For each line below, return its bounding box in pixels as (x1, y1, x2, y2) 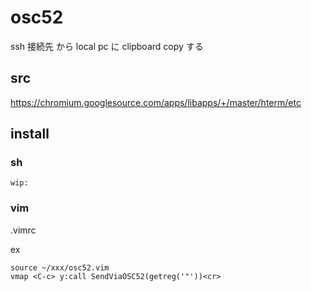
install (10, 126, 50, 143)
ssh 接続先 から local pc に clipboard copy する (10, 40, 204, 52)
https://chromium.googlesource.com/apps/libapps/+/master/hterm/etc (10, 96, 302, 108)
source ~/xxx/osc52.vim (10, 262, 110, 273)
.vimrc (10, 224, 37, 236)
